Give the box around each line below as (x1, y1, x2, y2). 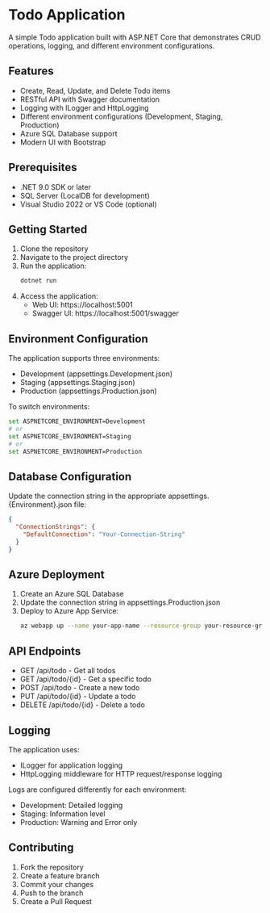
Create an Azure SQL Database (19, 589, 124, 599)
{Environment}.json (8, 500, 73, 509)
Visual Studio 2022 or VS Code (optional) (19, 199, 157, 209)
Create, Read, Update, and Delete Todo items (19, 86, 171, 95)
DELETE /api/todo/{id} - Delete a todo (19, 700, 145, 710)
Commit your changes (19, 879, 94, 889)
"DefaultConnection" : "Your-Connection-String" (23, 530, 185, 538)
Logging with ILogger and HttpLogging (19, 103, 149, 112)
